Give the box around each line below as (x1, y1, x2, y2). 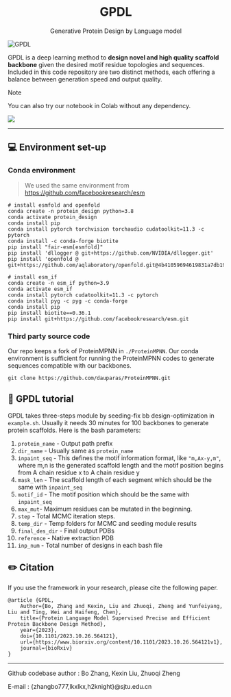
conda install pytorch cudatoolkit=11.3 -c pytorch (8, 292, 158, 299)
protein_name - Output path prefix (17, 439, 113, 447)
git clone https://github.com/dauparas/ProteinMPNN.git (8, 375, 171, 381)
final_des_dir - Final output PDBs (17, 527, 115, 535)
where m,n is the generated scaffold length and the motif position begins (17, 461, 223, 469)
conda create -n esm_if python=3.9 (8, 279, 110, 286)
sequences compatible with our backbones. (8, 361, 132, 370)
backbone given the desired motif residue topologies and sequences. (8, 60, 205, 68)
